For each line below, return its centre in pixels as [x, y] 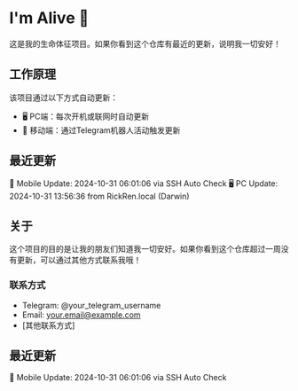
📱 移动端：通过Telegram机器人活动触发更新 [101, 130]
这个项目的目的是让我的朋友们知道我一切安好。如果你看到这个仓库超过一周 [145, 249]
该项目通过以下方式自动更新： [63, 98]
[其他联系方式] [48, 325]
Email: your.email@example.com [81, 315]
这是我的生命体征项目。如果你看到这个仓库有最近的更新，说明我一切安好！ [145, 43]
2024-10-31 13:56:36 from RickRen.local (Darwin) [99, 196]
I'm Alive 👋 [49, 18]
